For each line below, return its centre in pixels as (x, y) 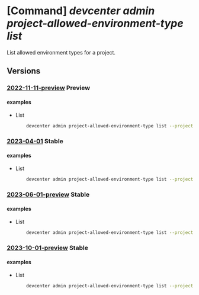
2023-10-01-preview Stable (47, 248)
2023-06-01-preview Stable (48, 195)
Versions (24, 71)
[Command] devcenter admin (81, 11)
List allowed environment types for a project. (61, 52)
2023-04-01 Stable (35, 142)
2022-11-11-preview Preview (49, 88)
